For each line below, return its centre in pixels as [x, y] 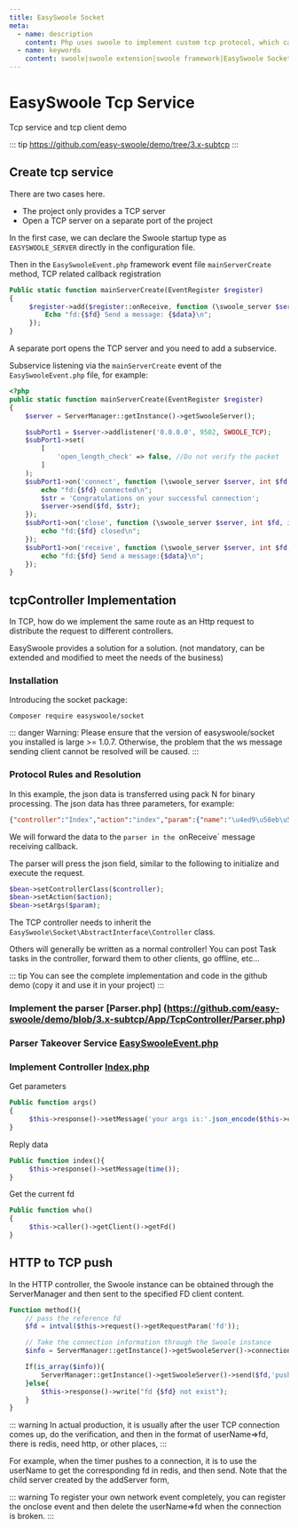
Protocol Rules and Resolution [75, 775]
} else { [37, 1383]
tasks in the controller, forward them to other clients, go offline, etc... [134, 959]
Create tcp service [61, 173]
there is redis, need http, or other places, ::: [88, 1444]
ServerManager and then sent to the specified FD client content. [127, 1293]
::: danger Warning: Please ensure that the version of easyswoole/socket [142, 733]
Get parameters [38, 1086]
